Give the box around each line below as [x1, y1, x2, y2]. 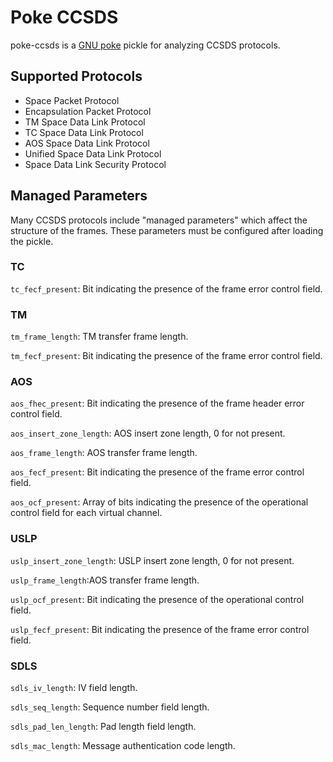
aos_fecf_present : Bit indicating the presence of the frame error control [10, 466, 305, 478]
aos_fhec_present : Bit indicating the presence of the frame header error [10, 397, 305, 410]
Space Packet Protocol [24, 94, 120, 106]
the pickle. [10, 235, 54, 247]
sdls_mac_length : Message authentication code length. [10, 740, 236, 752]
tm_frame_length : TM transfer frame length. [10, 331, 189, 343]
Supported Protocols [10, 68, 143, 85]
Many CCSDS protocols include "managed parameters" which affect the [10, 214, 308, 226]
